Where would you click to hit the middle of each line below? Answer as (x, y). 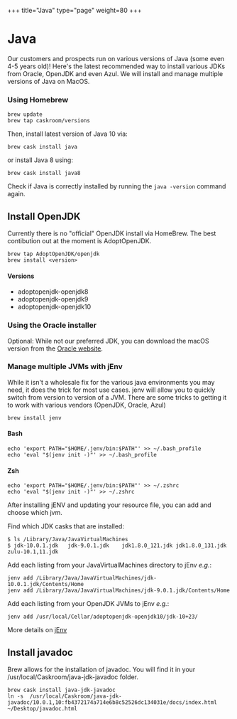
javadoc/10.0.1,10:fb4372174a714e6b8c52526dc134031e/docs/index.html (112, 703)
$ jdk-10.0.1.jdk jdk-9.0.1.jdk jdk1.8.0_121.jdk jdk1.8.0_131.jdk (117, 546)
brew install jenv (34, 418)
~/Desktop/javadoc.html (43, 709)
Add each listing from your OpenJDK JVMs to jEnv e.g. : (88, 604)
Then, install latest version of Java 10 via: (67, 134)
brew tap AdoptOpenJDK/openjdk (54, 254)
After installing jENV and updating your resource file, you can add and (109, 505)
